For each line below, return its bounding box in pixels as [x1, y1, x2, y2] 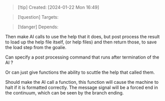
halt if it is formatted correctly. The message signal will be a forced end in [5, 84, 158, 90]
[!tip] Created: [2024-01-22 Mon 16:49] [17, 5, 99, 10]
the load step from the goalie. [5, 44, 67, 50]
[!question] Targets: [17, 14, 59, 20]
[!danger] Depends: [17, 24, 59, 30]
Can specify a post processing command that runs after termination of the [5, 54, 159, 60]
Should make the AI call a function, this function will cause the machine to [5, 79, 159, 85]
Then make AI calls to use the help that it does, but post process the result [5, 34, 160, 39]
